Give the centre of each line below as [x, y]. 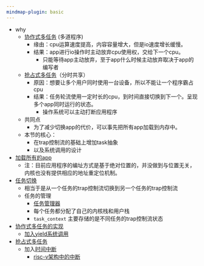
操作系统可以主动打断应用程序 [80, 112]
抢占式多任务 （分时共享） [56, 74]
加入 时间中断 [40, 249]
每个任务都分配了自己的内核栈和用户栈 [81, 210]
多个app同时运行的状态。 [65, 104]
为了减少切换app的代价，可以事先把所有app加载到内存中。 [107, 127]
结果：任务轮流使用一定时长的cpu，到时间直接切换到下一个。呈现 [115, 96]
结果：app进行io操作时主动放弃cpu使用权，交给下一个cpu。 [108, 52]
